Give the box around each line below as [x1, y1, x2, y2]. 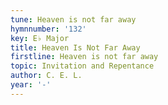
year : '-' [10, 80, 52, 90]
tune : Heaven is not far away [10, 14, 137, 25]
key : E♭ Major [10, 33, 70, 43]
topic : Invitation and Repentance [10, 61, 155, 71]
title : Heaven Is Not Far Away [10, 42, 141, 53]
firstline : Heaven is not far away [10, 52, 159, 62]
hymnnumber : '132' [10, 24, 87, 34]
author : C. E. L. [10, 71, 83, 81]
